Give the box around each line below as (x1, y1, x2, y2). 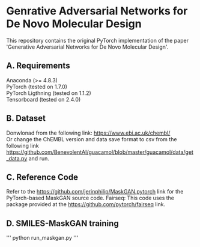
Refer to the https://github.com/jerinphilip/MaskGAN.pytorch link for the (6, 188, 184, 195)
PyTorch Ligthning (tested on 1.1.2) (6, 89, 91, 97)
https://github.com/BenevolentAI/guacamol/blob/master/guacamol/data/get (6, 148, 194, 156)
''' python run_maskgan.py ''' (6, 234, 79, 242)
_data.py (6, 154, 28, 162)
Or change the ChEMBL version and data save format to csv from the (6, 135, 177, 142)
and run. (28, 154, 49, 162)
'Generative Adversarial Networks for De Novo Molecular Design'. (6, 43, 169, 50)
